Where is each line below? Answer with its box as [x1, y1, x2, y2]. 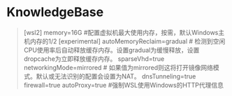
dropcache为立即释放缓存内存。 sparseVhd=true [23, 54, 165, 63]
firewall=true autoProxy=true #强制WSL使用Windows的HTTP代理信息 [23, 81, 224, 89]
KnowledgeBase [6, 4, 104, 20]
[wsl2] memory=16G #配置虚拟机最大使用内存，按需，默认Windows [23, 28, 219, 36]
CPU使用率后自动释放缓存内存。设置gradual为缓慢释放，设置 [23, 46, 200, 54]
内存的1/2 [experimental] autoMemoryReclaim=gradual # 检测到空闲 [29, 36, 226, 46]
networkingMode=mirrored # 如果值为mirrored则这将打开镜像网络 [23, 63, 214, 71]
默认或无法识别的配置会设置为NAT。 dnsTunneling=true [36, 71, 196, 81]
